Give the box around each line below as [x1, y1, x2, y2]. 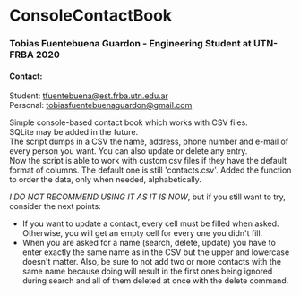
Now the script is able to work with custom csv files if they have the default [9, 156, 287, 166]
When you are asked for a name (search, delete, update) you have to [21, 238, 276, 249]
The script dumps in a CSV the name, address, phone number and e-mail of [9, 136, 289, 147]
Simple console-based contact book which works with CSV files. [9, 117, 248, 128]
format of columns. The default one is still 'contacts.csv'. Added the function [9, 164, 292, 175]
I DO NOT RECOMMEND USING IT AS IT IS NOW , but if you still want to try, [9, 191, 287, 202]
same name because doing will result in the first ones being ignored [21, 265, 273, 277]
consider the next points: [9, 201, 101, 212]
